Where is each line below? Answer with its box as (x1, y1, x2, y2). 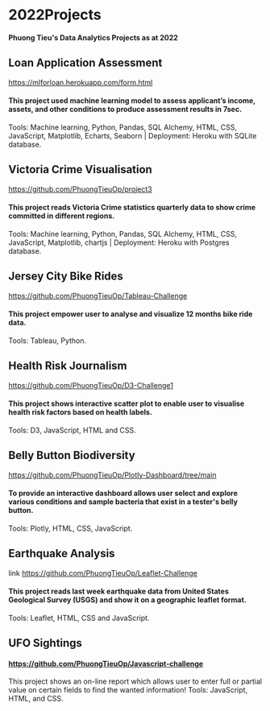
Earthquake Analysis (8, 547, 115, 560)
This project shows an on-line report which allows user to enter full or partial (8, 676, 263, 686)
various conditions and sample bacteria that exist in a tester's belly (8, 497, 238, 506)
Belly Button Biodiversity (8, 449, 135, 462)
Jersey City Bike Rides (8, 270, 123, 283)
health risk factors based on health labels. (8, 407, 153, 417)
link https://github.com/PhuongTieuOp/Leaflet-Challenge (8, 568, 197, 577)
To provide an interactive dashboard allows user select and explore (8, 489, 238, 498)
